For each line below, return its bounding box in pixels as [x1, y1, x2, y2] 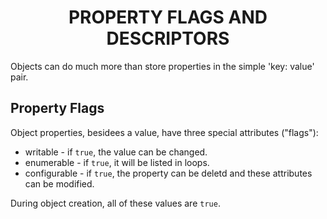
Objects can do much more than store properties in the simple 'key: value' [10, 60, 315, 72]
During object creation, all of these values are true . [10, 197, 221, 209]
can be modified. [24, 177, 95, 190]
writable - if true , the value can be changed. [24, 146, 208, 158]
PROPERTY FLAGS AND [68, 6, 268, 29]
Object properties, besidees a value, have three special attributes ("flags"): [10, 126, 319, 138]
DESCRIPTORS [106, 27, 230, 50]
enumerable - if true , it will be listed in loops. [24, 156, 210, 168]
